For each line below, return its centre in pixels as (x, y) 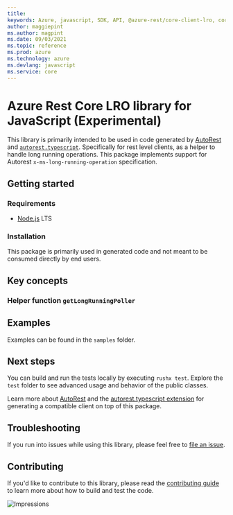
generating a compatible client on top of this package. (84, 406)
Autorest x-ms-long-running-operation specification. (82, 162)
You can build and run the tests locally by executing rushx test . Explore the (115, 378)
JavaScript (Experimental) (84, 120)
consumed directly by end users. (54, 259)
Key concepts (37, 280)
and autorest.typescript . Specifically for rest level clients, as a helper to (111, 147)
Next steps (31, 361)
